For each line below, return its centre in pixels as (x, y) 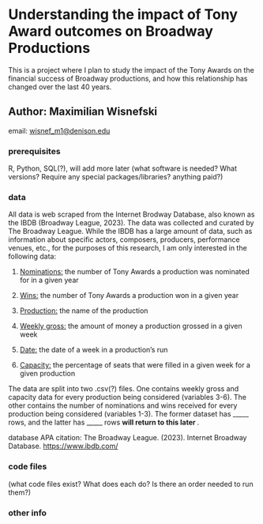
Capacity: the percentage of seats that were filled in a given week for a (135, 365)
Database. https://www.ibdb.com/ (63, 446)
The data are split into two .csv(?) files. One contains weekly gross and (124, 389)
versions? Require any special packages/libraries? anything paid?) (116, 177)
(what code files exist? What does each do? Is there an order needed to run (131, 484)
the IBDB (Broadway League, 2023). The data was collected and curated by (131, 223)
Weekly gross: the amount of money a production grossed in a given (131, 326)
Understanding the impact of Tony (123, 15)
